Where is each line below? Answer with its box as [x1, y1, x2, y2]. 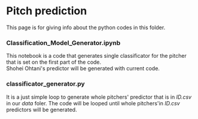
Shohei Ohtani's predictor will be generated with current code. [6, 65, 160, 72]
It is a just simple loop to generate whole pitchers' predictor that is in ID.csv [6, 93, 192, 101]
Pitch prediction [6, 4, 87, 18]
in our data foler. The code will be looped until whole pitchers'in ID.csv [6, 99, 181, 107]
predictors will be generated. [6, 106, 77, 113]
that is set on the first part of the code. [6, 58, 102, 66]
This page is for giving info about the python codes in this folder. [6, 24, 166, 31]
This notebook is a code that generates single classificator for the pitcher [6, 52, 187, 59]
